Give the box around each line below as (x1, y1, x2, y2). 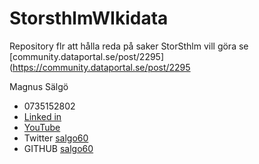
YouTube (23, 121, 61, 133)
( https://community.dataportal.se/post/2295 (9, 61, 191, 73)
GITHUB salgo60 (23, 142, 94, 154)
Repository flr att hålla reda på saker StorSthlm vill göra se (9, 40, 249, 52)
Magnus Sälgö (9, 80, 69, 92)
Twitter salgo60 (23, 132, 89, 144)
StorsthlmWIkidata (9, 7, 169, 30)
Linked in (23, 110, 62, 122)
